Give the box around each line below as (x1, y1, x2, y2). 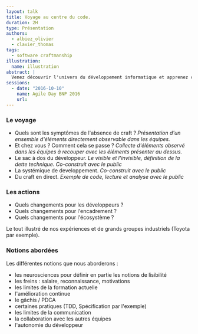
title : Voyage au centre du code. (6, 14, 91, 20)
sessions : (6, 80, 31, 86)
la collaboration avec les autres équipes (14, 315, 111, 322)
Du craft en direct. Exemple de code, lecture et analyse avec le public (14, 173, 184, 180)
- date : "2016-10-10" (11, 86, 65, 91)
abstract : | (6, 69, 35, 75)
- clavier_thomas (11, 42, 54, 48)
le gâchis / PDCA (14, 296, 56, 303)
